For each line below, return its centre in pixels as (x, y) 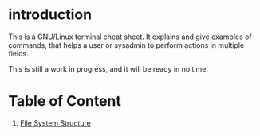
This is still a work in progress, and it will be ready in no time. (108, 68)
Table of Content (65, 101)
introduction (50, 15)
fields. (19, 53)
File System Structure (55, 123)
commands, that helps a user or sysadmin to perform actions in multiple (126, 45)
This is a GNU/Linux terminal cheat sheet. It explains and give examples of (130, 37)
